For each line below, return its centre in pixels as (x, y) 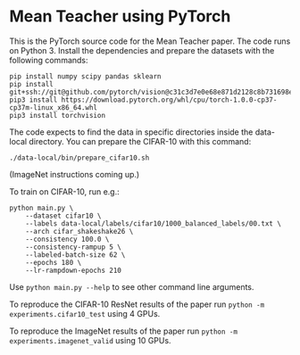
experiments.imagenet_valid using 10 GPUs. (90, 340)
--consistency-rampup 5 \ (74, 247)
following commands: (49, 60)
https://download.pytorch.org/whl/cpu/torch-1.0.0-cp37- (169, 100)
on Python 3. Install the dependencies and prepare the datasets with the (142, 50)
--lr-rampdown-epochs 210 (74, 270)
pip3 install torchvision (57, 115)
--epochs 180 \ (54, 262)
